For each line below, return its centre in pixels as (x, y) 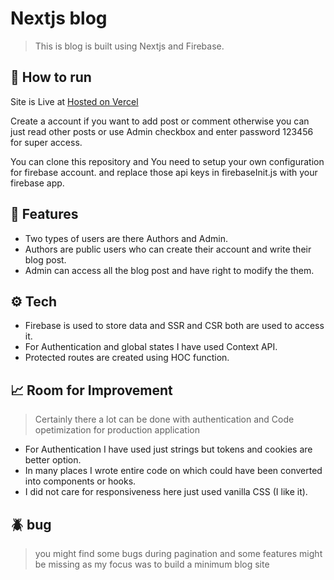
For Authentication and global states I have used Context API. (151, 347)
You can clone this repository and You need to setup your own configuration (167, 161)
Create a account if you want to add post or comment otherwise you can (160, 121)
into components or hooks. (80, 481)
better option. (53, 460)
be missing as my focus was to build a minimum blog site (152, 564)
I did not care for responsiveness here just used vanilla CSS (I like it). (166, 492)
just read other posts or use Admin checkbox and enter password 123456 (162, 131)
